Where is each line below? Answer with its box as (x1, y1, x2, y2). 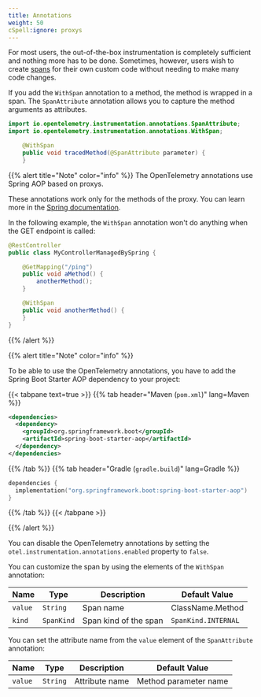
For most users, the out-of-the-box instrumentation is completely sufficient (8, 48, 252, 57)
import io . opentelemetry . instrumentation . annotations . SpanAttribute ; (8, 120, 241, 128)
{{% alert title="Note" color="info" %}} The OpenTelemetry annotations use (8, 170, 253, 180)
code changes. (8, 72, 57, 83)
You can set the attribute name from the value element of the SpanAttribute (8, 636, 253, 645)
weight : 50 (8, 19, 44, 27)
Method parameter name (136, 676, 229, 687)
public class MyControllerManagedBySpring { (8, 249, 156, 257)
